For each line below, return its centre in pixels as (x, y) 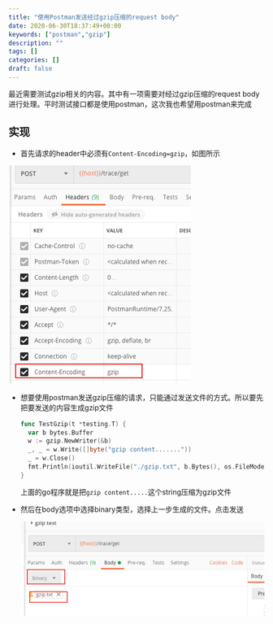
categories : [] (34, 60)
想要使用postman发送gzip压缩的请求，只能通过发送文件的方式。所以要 (138, 397)
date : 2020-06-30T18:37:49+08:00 (65, 26)
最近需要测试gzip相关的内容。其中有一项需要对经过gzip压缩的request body (134, 94)
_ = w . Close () (52, 458)
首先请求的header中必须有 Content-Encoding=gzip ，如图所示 (120, 153)
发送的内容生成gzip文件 (74, 408)
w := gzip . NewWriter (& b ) (70, 441)
